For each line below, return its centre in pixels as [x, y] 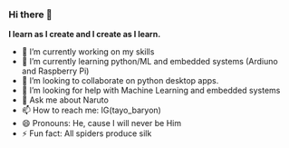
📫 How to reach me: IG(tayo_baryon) [92, 110]
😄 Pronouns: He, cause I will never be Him [101, 123]
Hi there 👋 [31, 15]
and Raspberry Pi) [55, 71]
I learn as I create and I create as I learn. [85, 35]
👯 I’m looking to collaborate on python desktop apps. [120, 81]
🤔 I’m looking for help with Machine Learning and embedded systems [151, 91]
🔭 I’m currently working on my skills [88, 52]
